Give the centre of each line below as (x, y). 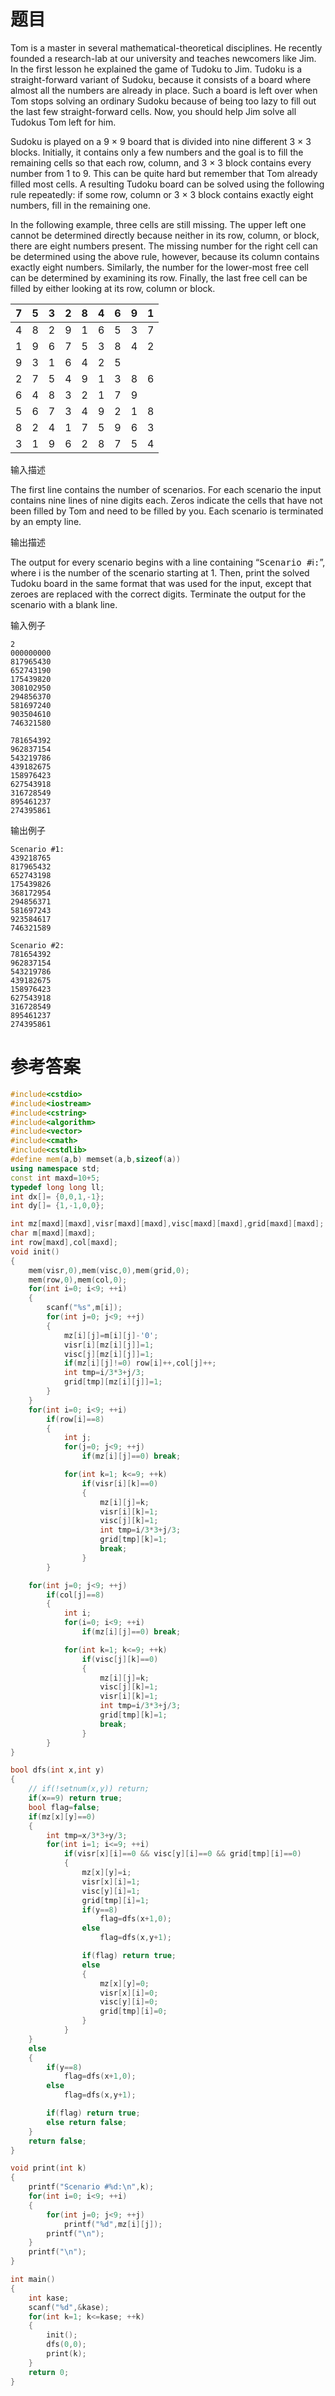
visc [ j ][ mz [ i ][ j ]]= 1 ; (109, 1354)
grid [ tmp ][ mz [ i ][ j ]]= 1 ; (113, 1382)
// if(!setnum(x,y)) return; (89, 1789)
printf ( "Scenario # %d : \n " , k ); (91, 2187)
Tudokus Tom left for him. (63, 122)
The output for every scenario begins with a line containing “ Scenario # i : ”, (168, 562)
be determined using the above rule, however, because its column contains (165, 256)
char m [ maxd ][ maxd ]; (53, 1233)
